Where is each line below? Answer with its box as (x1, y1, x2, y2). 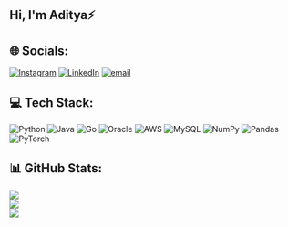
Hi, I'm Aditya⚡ (9, 7, 96, 23)
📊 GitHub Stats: (9, 160, 103, 176)
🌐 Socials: (9, 43, 69, 58)
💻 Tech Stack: (9, 95, 94, 110)
